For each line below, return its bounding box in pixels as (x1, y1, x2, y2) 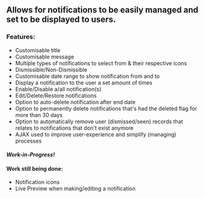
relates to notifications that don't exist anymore (15, 124, 134, 132)
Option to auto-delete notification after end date (15, 98, 136, 105)
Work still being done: (6, 164, 63, 172)
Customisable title (15, 46, 61, 54)
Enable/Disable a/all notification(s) (15, 85, 102, 93)
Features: (6, 33, 35, 41)
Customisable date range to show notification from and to (15, 72, 160, 80)
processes (15, 137, 42, 144)
